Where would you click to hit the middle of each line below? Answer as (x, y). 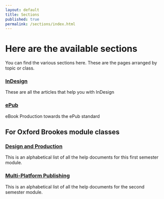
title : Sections (22, 15)
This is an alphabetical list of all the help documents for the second (75, 186)
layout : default (22, 10)
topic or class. (20, 68)
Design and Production (34, 147)
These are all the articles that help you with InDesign (60, 92)
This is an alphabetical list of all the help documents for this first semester (82, 157)
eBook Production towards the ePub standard (52, 116)
